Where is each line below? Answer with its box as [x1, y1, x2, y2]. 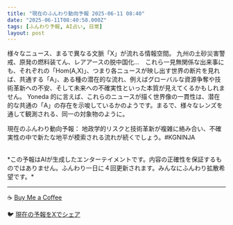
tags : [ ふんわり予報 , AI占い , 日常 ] [7, 23, 103, 30]
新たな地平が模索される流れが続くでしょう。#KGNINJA [37, 133, 196, 142]
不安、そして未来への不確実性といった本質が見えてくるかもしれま [37, 84, 225, 92]
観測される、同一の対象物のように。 [25, 110, 129, 118]
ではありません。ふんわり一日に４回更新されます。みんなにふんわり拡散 [12, 164, 220, 172]
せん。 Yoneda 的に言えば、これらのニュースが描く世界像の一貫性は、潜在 [7, 93, 221, 101]
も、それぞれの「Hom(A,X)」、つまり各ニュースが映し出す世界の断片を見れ [7, 66, 221, 75]
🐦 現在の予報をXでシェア [7, 210, 81, 219]
